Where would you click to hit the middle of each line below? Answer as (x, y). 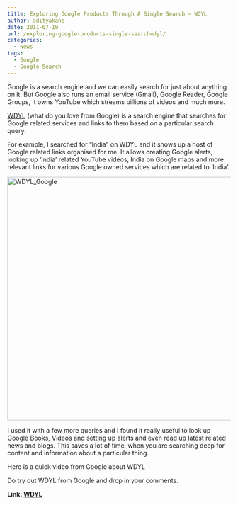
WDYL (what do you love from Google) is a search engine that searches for (117, 115)
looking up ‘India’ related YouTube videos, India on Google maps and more (116, 159)
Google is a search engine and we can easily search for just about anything (117, 86)
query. (17, 130)
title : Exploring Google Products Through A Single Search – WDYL (107, 14)
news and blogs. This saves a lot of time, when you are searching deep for (116, 445)
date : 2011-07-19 (33, 27)
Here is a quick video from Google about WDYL (76, 466)
